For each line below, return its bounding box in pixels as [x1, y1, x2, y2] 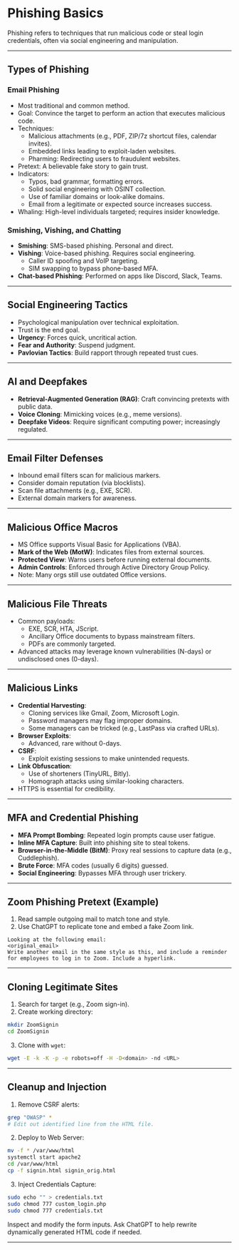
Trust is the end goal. [17, 325, 80, 334]
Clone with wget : [17, 1040, 66, 1050]
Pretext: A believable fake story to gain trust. [17, 162, 149, 171]
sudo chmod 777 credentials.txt [7, 1207, 103, 1214]
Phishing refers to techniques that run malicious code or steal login [7, 29, 204, 37]
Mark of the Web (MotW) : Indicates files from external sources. [17, 548, 205, 557]
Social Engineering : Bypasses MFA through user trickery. [17, 868, 187, 877]
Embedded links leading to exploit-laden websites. [28, 146, 176, 155]
